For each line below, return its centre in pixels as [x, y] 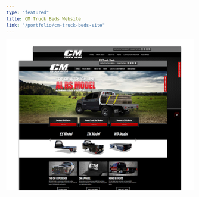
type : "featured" [28, 12]
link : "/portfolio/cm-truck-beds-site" [56, 25]
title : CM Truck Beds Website [44, 19]
